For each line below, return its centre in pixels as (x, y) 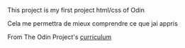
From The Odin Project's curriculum (60, 37)
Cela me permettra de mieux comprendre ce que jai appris (93, 23)
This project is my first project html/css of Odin (76, 10)
